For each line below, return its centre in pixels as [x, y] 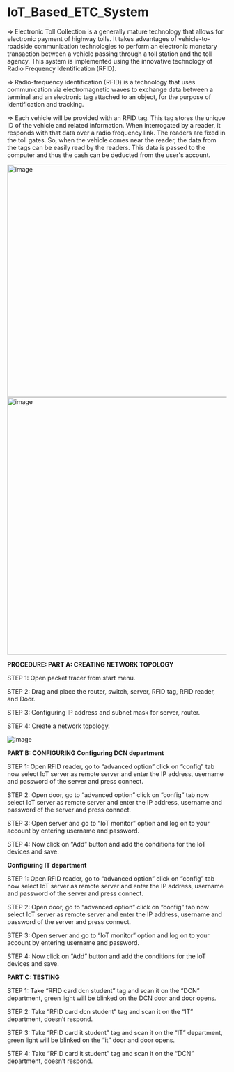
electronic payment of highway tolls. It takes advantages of [92, 38]
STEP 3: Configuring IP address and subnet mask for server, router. [104, 712]
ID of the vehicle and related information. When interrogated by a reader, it [114, 125]
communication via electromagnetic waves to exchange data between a [110, 89]
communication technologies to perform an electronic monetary [125, 46]
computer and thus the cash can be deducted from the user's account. [109, 155]
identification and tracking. [46, 104]
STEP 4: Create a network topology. [58, 726]
